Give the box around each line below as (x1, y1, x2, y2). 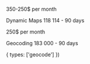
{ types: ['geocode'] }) (6, 51, 60, 58)
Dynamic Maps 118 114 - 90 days (6, 17, 85, 23)
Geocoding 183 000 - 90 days (6, 40, 78, 46)
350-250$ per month (6, 6, 57, 12)
